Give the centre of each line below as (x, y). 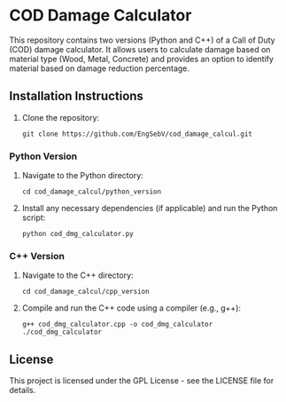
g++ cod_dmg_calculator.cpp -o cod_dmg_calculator (117, 325)
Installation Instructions (77, 96)
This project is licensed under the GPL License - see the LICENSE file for (142, 381)
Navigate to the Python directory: (82, 176)
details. (23, 390)
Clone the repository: (61, 117)
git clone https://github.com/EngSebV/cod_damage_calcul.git (137, 134)
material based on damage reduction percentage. (100, 68)
